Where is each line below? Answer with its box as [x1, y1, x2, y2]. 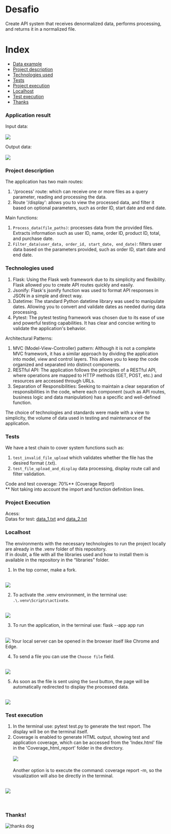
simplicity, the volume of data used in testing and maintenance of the [5, 414, 151, 421]
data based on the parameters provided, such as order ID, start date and [12, 247, 165, 253]
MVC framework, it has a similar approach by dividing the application [12, 350, 159, 357]
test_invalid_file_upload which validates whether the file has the [12, 454, 154, 461]
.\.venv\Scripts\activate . [12, 597, 70, 603]
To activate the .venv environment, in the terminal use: [12, 591, 127, 598]
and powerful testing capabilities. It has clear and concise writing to [12, 320, 156, 326]
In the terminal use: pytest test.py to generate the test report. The [12, 723, 151, 729]
